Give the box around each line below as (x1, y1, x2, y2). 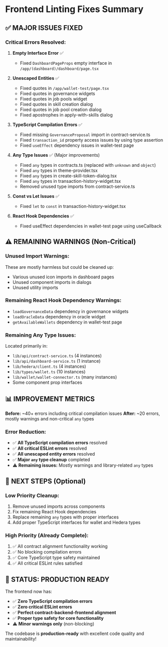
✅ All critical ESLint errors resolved (12, 446, 87, 452)
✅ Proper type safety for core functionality (12, 615, 104, 621)
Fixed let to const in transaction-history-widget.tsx (20, 203, 126, 209)
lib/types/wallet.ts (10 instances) (12, 369, 86, 375)
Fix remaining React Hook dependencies (12, 508, 97, 514)
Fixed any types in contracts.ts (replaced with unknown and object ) (20, 162, 156, 168)
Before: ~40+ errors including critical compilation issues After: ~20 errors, (5, 410, 160, 416)
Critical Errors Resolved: (5, 39, 66, 46)
